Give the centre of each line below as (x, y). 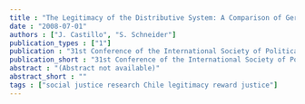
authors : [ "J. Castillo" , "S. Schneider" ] (93, 34)
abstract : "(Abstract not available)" (85, 69)
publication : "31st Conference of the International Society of (135, 52)
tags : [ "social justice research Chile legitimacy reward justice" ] (144, 85)
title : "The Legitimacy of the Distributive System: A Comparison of (146, 18)
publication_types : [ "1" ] (60, 43)
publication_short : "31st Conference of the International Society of (148, 60)
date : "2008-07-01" (49, 26)
